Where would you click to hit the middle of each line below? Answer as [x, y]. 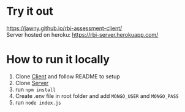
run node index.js [38, 102]
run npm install [36, 89]
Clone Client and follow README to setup [68, 76]
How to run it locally [58, 60]
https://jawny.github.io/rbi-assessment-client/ [64, 28]
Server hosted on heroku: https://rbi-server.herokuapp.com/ [82, 34]
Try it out [30, 11]
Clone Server [32, 83]
